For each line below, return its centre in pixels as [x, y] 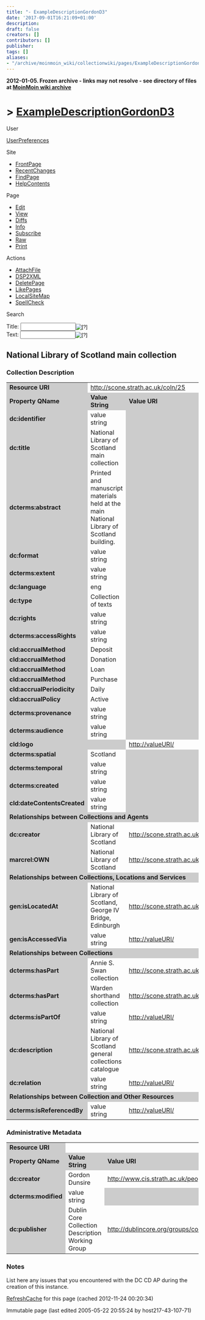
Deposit [102, 650]
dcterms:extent [32, 573]
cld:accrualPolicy [35, 699]
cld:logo [21, 745]
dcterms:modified [36, 1196]
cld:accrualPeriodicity [42, 690]
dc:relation [25, 1083]
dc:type [21, 601]
